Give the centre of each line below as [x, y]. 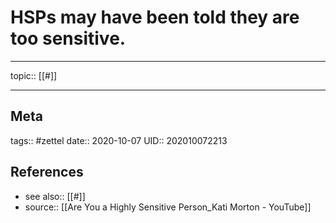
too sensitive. [68, 38]
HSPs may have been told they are [155, 17]
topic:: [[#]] [34, 75]
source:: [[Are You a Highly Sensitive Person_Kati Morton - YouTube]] [168, 207]
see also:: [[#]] [55, 196]
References [47, 172]
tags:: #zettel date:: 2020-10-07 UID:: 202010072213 [119, 140]
